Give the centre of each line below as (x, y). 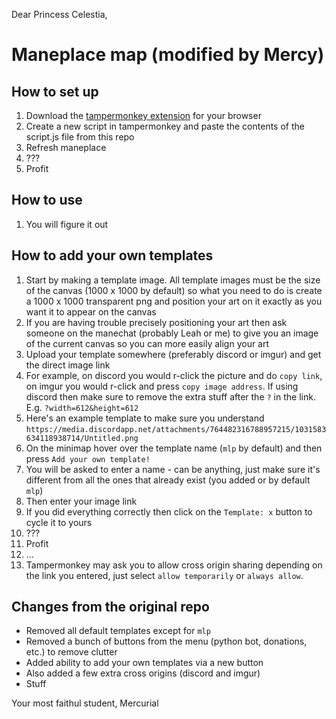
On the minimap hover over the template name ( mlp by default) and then (174, 448)
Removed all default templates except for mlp (118, 631)
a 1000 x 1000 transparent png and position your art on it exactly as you (174, 301)
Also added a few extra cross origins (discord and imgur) (143, 673)
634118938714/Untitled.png (82, 438)
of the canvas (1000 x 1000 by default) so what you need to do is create (174, 290)
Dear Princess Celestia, (59, 14)
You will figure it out (67, 224)
